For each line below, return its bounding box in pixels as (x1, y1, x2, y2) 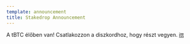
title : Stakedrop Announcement (6, 14, 86, 20)
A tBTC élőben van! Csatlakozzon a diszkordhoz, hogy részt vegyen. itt (6, 31, 185, 38)
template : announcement (6, 8, 67, 15)
